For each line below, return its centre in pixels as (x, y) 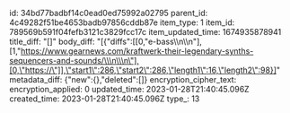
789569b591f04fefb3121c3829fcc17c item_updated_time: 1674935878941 (145, 32)
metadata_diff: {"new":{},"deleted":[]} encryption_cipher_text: (123, 79)
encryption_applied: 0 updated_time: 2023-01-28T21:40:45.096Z (129, 89)
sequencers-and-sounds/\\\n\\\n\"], (74, 61)
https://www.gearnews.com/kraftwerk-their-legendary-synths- (137, 51)
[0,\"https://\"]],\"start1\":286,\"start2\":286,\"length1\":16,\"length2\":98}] (143, 70)
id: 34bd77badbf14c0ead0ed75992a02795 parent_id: (109, 13)
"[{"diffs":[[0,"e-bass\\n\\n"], (149, 41)
